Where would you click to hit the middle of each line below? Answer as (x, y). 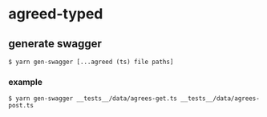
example (25, 82)
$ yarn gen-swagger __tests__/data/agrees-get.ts (93, 99)
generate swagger (55, 44)
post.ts (21, 106)
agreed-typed (56, 14)
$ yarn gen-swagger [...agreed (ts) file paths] (91, 62)
